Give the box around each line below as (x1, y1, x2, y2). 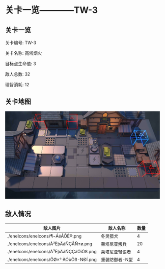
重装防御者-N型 (100, 257, 133, 263)
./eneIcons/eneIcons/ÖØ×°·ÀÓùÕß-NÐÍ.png (7, 256, 97, 262)
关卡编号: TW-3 (5, 40, 37, 45)
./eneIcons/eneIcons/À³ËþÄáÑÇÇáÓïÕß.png (7, 249, 97, 255)
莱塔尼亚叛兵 (100, 241, 127, 247)
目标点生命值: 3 (5, 61, 36, 67)
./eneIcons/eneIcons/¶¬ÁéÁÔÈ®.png (7, 233, 82, 239)
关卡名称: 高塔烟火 (5, 50, 42, 56)
